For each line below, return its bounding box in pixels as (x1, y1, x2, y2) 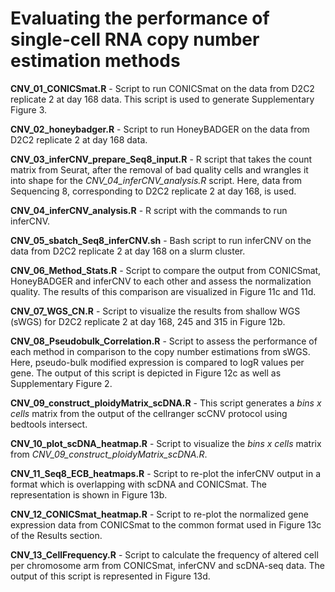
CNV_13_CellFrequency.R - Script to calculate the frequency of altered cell (10, 548, 319, 561)
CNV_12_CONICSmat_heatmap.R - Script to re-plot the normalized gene (10, 508, 309, 520)
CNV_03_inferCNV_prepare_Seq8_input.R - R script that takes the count (10, 153, 313, 165)
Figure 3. (10, 103, 48, 116)
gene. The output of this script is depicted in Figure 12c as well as (10, 367, 282, 379)
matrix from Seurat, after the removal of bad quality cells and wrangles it (10, 163, 309, 176)
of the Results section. (10, 529, 103, 541)
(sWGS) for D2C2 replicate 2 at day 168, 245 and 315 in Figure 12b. (10, 315, 286, 327)
